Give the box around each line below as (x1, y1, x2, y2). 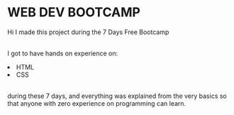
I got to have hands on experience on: (7, 49, 118, 57)
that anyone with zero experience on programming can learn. (7, 99, 186, 107)
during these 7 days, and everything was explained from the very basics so (7, 92, 227, 100)
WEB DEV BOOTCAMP (7, 4, 140, 21)
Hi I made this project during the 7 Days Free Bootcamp (7, 28, 169, 36)
